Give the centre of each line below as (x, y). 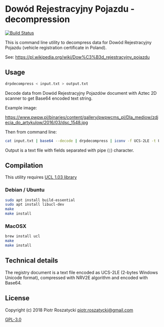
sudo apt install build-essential (40, 200)
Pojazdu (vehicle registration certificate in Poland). (56, 47)
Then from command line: (31, 132)
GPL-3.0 (13, 319)
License (17, 298)
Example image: (21, 108)
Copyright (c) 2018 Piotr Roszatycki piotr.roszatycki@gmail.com (69, 310)
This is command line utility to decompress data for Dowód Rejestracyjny (78, 42)
